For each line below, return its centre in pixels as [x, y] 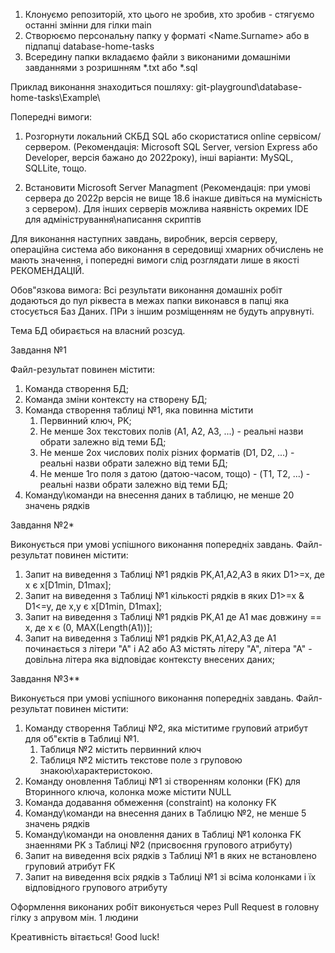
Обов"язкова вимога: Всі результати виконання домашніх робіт [146, 290]
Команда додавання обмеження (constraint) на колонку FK [150, 802]
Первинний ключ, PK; [85, 420]
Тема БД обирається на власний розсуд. [98, 330]
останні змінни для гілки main [88, 25]
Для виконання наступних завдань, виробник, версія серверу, [144, 238]
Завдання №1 [39, 350]
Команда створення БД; [76, 388]
